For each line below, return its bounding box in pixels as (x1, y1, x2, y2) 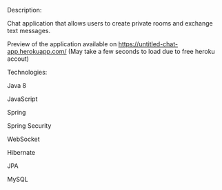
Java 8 (7, 82, 26, 89)
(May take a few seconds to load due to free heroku (68, 48, 215, 55)
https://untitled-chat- (118, 40, 178, 48)
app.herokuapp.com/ (7, 48, 67, 55)
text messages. (7, 27, 50, 35)
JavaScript (7, 95, 38, 103)
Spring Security (7, 122, 52, 130)
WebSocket (7, 135, 40, 143)
